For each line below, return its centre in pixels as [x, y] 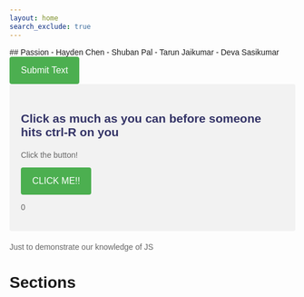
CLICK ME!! [56, 181]
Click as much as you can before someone [141, 118]
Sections [43, 283]
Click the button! [50, 155]
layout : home [34, 18]
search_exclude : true [50, 26]
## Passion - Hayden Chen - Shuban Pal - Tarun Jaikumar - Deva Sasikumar [144, 52]
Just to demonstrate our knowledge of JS [82, 247]
